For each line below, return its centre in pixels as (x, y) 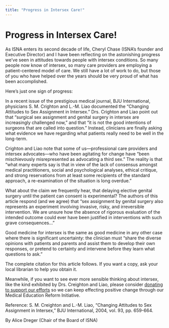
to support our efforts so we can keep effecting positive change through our (85, 290)
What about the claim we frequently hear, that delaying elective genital (79, 190)
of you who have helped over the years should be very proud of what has (82, 76)
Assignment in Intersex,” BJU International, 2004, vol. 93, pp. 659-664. (79, 310)
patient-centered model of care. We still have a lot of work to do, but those (83, 70)
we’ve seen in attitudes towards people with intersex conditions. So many (82, 60)
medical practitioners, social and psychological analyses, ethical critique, (81, 170)
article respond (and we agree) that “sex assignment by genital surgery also (84, 201)
